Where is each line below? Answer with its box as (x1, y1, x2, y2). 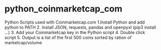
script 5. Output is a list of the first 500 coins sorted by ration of (4, 35, 132, 40)
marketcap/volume (4, 39, 42, 45)
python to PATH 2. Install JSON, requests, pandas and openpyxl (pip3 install (4, 24, 156, 30)
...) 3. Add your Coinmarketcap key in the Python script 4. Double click (4, 29, 145, 35)
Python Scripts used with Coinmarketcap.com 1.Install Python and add (4, 19, 145, 25)
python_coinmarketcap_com (4, 3, 122, 14)
